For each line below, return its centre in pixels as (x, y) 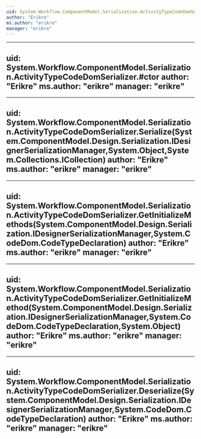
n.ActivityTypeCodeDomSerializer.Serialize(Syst (99, 132)
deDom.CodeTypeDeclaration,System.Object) (94, 326)
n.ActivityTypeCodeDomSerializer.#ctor (83, 77)
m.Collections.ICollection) (56, 160)
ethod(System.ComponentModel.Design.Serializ (99, 308)
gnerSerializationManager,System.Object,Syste (98, 151)
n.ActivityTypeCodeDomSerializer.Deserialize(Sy (100, 391)
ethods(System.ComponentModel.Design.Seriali (99, 225)
